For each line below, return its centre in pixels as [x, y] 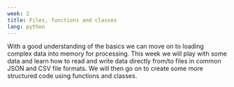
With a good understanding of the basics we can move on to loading [105, 47]
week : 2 [19, 14]
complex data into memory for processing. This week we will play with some [117, 54]
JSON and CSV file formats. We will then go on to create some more [105, 69]
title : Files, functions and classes [62, 20]
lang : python [26, 26]
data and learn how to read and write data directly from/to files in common [114, 61]
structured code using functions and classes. [72, 76]
